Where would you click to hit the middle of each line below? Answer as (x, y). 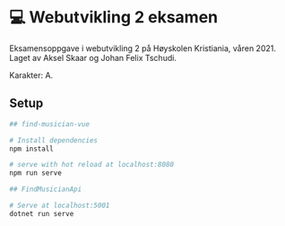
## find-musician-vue (50, 124)
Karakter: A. (31, 75)
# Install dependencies (54, 140)
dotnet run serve (42, 213)
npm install (31, 149)
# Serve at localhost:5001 (60, 205)
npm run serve (36, 173)
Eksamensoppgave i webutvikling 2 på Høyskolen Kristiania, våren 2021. (142, 48)
